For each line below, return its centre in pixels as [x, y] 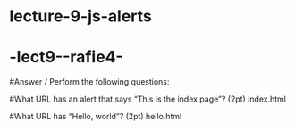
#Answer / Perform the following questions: [89, 82]
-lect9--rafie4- [66, 57]
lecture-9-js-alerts [80, 16]
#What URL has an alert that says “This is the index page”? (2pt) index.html [147, 99]
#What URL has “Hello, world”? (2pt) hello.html [96, 117]
